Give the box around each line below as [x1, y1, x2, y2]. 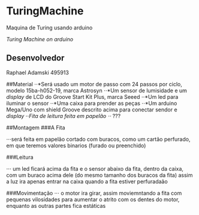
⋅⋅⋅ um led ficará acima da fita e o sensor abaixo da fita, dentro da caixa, [6, 165, 184, 172]
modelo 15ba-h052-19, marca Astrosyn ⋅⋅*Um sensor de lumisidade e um [6, 87, 188, 94]
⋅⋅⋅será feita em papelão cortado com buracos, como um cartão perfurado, [6, 135, 191, 143]
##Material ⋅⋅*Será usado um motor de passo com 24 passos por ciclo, [6, 80, 183, 87]
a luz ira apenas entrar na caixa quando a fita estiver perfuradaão [6, 178, 168, 185]
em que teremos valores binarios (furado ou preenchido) [6, 142, 146, 149]
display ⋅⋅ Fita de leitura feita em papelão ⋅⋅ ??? [6, 112, 121, 119]
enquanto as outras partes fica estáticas [6, 202, 106, 209]
